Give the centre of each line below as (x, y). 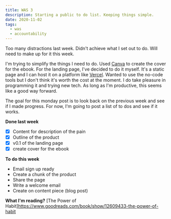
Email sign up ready (33, 169)
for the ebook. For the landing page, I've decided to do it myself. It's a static (85, 69)
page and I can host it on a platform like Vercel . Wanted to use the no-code (84, 74)
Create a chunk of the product (44, 174)
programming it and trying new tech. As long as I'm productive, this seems (83, 85)
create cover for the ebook (41, 149)
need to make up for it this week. (40, 54)
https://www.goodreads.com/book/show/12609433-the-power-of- (88, 206)
